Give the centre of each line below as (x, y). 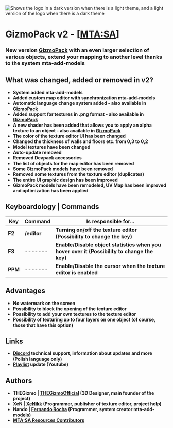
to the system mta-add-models (45, 63)
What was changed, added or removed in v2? (79, 80)
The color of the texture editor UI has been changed (69, 136)
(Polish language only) (37, 359)
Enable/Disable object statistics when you (108, 245)
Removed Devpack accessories (47, 158)
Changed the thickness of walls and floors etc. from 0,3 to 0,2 (80, 141)
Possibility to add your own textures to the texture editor (74, 314)
